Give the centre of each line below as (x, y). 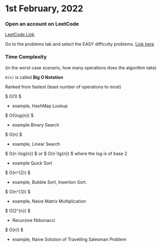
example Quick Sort (32, 163)
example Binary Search (36, 125)
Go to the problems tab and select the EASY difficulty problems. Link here (80, 44)
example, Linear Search (36, 144)
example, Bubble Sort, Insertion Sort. (50, 182)
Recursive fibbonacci (34, 220)
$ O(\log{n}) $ (19, 115)
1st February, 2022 (44, 9)
